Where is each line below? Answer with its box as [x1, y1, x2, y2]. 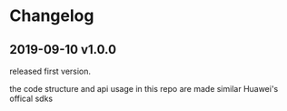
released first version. [9, 66, 92, 76]
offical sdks [9, 93, 53, 104]
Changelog [9, 5, 94, 26]
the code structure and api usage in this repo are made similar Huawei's [9, 84, 279, 94]
